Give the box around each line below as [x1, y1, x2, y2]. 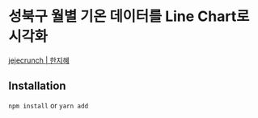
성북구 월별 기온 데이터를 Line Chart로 [8, 7, 250, 26]
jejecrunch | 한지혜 [8, 55, 70, 65]
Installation [8, 79, 66, 93]
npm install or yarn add [8, 100, 89, 110]
